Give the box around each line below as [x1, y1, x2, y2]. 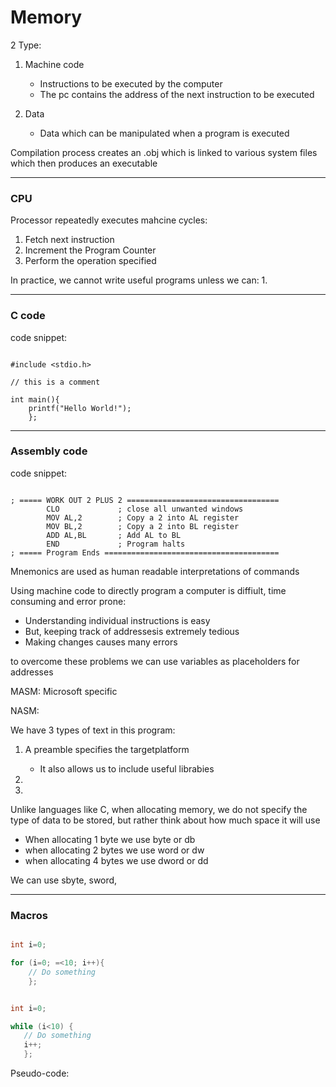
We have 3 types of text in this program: [10, 724, 176, 736]
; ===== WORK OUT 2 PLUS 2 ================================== [10, 495, 280, 505]
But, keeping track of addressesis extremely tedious [24, 625, 240, 637]
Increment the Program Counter [24, 244, 157, 256]
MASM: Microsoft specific [10, 685, 118, 697]
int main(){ [10, 394, 60, 405]
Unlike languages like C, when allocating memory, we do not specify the [10, 803, 308, 815]
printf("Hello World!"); [28, 403, 132, 413]
